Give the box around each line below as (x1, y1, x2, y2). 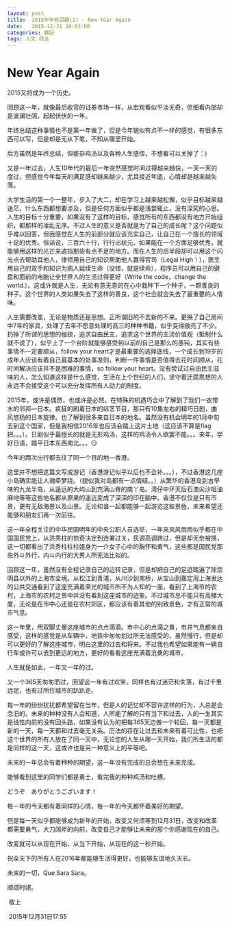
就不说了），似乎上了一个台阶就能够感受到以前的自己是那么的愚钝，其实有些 (7, 338, 220, 347)
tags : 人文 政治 (7, 36, 49, 42)
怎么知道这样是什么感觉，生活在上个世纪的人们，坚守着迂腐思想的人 (30, 373, 223, 381)
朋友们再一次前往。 (25, 511, 79, 519)
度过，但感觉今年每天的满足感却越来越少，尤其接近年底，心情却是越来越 (7, 173, 211, 181)
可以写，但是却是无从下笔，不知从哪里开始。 (12, 135, 139, 143)
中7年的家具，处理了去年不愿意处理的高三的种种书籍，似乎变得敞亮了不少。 (7, 321, 220, 330)
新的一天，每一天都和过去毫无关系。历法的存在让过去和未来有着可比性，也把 (7, 727, 223, 735)
